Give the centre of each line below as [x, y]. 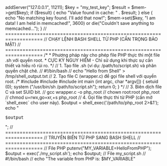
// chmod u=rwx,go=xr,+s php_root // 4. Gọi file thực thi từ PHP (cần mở [79, 97]
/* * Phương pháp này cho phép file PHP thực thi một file [102, 55]
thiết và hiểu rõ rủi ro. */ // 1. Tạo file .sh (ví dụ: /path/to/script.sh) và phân [81, 66]
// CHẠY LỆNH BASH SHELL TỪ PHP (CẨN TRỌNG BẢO [101, 39]
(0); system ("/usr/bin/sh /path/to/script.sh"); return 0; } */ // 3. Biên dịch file [83, 87]
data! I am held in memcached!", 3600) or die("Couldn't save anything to [80, 23]
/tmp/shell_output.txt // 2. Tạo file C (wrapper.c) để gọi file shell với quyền [81, 76]
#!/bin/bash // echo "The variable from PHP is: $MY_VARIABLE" [70, 159]
